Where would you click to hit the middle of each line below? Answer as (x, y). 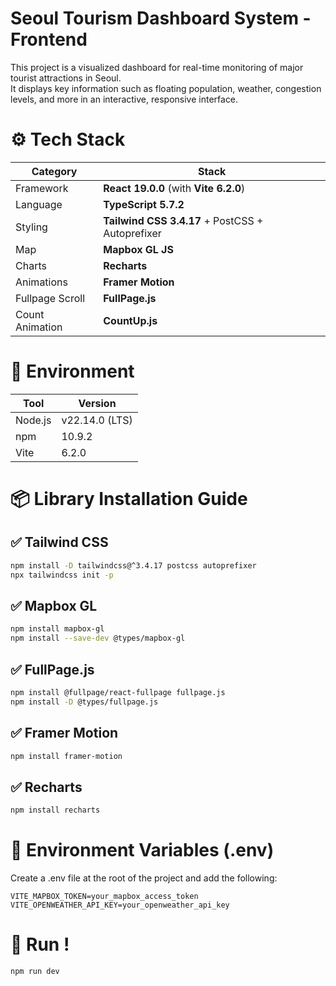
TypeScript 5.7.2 (144, 204)
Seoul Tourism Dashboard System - (161, 18)
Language (39, 204)
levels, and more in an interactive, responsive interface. (124, 99)
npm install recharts (55, 810)
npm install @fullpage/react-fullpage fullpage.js (118, 692)
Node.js (33, 420)
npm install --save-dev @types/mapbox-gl (98, 638)
